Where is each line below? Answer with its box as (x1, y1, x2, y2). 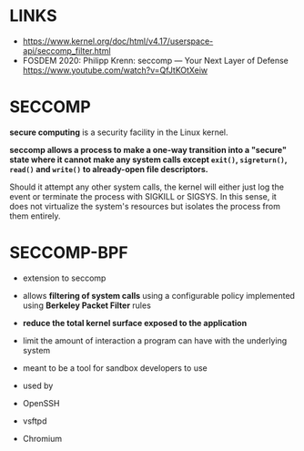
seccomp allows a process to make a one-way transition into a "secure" (9, 144, 287, 155)
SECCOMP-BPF (9, 242, 129, 263)
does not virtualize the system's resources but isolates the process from (9, 200, 280, 211)
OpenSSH (22, 397, 60, 408)
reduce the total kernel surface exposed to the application (22, 317, 248, 328)
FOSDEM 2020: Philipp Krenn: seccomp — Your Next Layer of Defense (22, 55, 289, 66)
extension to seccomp (22, 272, 106, 283)
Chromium (22, 433, 62, 444)
